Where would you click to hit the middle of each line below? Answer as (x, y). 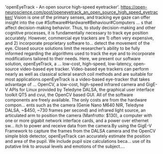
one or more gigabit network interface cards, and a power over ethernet (77, 120)
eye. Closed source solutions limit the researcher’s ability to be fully (73, 48)
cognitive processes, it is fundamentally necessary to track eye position (77, 33)
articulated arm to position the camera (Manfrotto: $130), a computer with (79, 115)
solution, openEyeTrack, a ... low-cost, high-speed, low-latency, (69, 64)
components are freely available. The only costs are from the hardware (76, 100)
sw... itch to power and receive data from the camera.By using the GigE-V (78, 126)
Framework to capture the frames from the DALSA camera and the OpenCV (81, 131)
